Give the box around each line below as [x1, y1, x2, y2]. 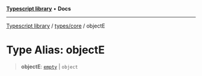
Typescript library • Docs [6, 5, 71, 12]
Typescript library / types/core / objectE [6, 22, 105, 29]
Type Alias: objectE [6, 43, 105, 57]
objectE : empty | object [20, 63, 78, 70]
